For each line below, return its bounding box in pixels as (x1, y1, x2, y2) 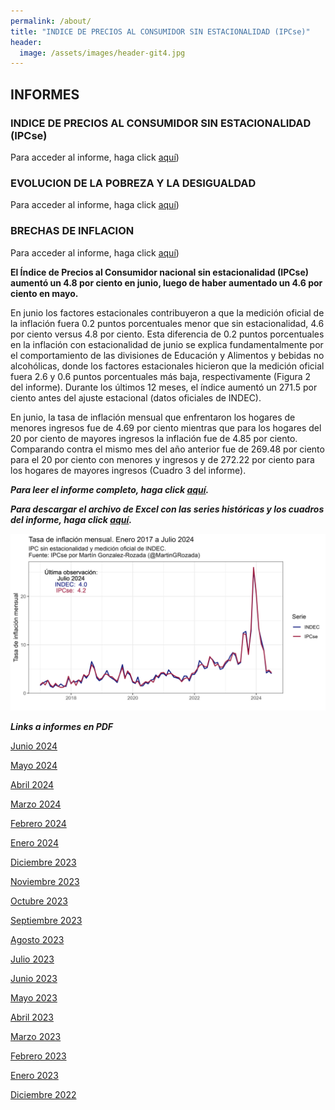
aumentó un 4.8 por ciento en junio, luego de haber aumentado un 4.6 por (10, 276, 323, 289)
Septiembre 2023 (10, 915, 83, 927)
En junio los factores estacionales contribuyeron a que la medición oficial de (10, 306, 325, 319)
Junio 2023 (10, 973, 58, 985)
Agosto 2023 (10, 934, 65, 946)
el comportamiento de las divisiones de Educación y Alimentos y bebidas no (10, 349, 325, 361)
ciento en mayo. (10, 287, 79, 299)
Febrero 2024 (10, 818, 67, 830)
